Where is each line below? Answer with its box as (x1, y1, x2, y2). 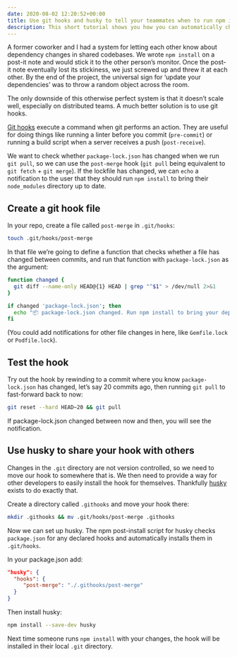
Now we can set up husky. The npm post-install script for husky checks (7, 526, 216, 535)
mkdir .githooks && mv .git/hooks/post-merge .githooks (7, 513, 175, 520)
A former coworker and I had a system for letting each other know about (7, 43, 217, 52)
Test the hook (7, 356, 69, 368)
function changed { (7, 277, 65, 284)
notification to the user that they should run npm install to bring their (7, 174, 209, 183)
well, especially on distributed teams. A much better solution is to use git (7, 102, 219, 110)
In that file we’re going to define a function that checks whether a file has (7, 248, 220, 256)
